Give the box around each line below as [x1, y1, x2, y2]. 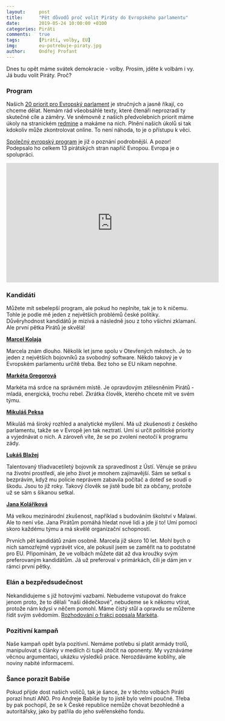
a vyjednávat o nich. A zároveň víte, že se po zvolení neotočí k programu [6, 433, 188, 441]
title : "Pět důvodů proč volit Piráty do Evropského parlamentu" [6, 15, 189, 21]
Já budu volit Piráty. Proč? [6, 71, 72, 79]
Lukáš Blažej [6, 452, 39, 459]
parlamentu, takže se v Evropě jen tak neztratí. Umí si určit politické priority [6, 427, 194, 434]
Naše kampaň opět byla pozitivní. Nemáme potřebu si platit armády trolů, [6, 640, 189, 647]
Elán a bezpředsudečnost [6, 578, 83, 586]
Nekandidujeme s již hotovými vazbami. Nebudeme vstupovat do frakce [6, 592, 186, 599]
